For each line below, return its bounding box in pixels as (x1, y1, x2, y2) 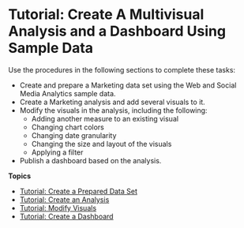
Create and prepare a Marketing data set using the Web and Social (19, 80, 237, 90)
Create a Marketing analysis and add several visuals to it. (19, 97, 205, 107)
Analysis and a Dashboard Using (8, 22, 227, 40)
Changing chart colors (31, 122, 104, 132)
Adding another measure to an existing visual (31, 114, 179, 123)
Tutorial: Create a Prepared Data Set (19, 186, 138, 196)
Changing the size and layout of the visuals (31, 139, 172, 148)
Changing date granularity (31, 130, 117, 140)
